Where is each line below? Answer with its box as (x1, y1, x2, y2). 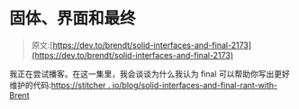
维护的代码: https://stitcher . (9, 79, 111, 90)
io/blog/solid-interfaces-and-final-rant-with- (112, 79, 277, 90)
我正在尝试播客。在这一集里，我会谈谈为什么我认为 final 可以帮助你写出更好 (9, 68, 290, 79)
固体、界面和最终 (9, 8, 137, 29)
